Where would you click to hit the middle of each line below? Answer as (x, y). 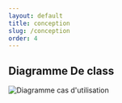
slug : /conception (39, 31)
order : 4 (23, 38)
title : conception (39, 23)
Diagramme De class (61, 70)
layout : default (36, 16)
